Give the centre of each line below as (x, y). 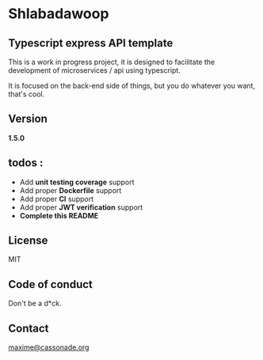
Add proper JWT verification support (81, 207)
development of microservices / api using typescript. (94, 70)
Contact (29, 328)
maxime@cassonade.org (49, 347)
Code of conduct (51, 284)
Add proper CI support (57, 199)
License (28, 241)
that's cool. (27, 94)
